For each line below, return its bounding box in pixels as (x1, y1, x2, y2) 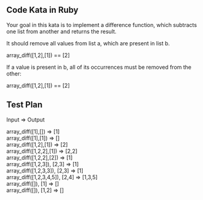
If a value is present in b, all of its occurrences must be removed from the (6, 63, 192, 71)
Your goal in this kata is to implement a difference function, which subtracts (6, 21, 197, 28)
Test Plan (6, 99, 43, 110)
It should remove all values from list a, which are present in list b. (6, 39, 170, 47)
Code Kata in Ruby (6, 5, 79, 15)
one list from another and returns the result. (6, 28, 117, 35)
